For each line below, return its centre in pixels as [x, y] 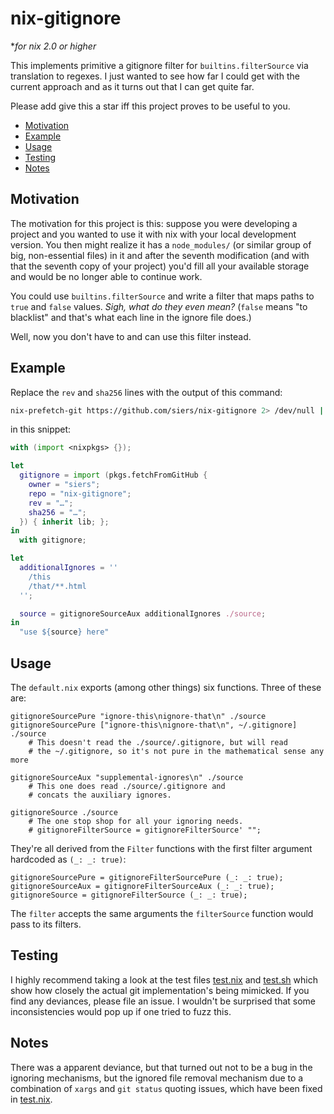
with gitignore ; [53, 540]
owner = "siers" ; [64, 485]
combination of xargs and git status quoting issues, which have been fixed [166, 1088]
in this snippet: [41, 429]
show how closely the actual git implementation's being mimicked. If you [160, 990]
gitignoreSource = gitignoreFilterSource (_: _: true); [129, 895]
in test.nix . [31, 1099]
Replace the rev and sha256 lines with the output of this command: [146, 392]
